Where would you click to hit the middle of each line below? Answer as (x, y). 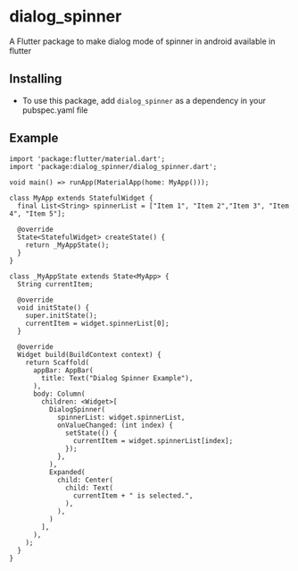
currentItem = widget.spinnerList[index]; (153, 440)
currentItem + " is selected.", (133, 495)
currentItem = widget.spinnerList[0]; (97, 323)
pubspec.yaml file (55, 110)
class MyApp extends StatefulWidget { (81, 198)
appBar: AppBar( (63, 370)
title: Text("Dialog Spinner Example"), (117, 378)
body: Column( (59, 394)
